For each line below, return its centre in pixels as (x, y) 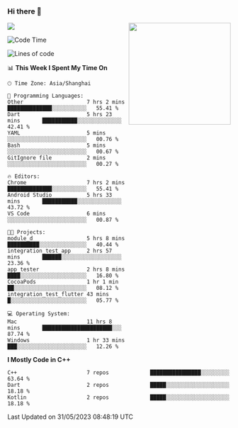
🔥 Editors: (24, 176)
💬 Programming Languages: (45, 96)
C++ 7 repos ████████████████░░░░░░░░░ (119, 373)
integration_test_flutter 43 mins (58, 294)
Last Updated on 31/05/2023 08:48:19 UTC (70, 417)
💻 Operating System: (39, 314)
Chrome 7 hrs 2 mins (66, 183)
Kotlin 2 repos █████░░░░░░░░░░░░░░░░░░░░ (119, 398)
